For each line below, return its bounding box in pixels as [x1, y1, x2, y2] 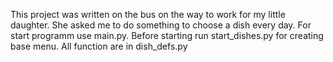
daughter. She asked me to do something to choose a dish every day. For [10, 19, 312, 31]
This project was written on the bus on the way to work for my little [10, 9, 286, 20]
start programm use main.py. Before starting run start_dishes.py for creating [10, 30, 324, 41]
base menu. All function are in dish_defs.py [10, 40, 188, 52]
